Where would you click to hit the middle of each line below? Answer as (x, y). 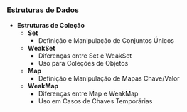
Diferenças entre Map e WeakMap (88, 93)
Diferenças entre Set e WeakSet (85, 56)
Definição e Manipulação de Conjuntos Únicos (106, 41)
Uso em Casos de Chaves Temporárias (95, 101)
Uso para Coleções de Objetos (83, 63)
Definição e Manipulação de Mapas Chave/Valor (109, 78)
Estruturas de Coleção (50, 26)
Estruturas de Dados (43, 10)
